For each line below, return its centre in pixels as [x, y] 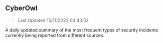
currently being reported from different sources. [55, 35]
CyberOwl [21, 8]
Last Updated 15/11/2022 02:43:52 [53, 20]
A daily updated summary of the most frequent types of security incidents [82, 30]
